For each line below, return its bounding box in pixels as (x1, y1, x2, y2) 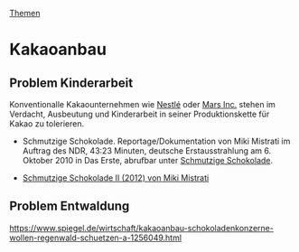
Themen (9, 8, 41, 18)
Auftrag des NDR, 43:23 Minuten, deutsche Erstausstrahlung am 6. (22, 145, 272, 156)
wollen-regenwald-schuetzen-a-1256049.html (9, 232, 182, 243)
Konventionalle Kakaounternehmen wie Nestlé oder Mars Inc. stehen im (9, 99, 276, 109)
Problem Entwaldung (9, 199, 130, 214)
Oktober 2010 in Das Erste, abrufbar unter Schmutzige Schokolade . (22, 155, 274, 165)
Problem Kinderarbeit (9, 75, 134, 90)
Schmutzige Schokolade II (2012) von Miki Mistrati (22, 173, 210, 183)
